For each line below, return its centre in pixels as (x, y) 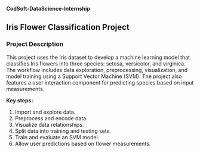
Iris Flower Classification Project (68, 27)
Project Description (35, 44)
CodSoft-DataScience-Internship (48, 9)
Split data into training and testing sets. (63, 131)
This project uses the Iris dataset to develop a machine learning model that (98, 57)
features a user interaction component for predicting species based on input (100, 82)
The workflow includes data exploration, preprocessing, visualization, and (97, 70)
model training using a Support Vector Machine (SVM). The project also (94, 76)
